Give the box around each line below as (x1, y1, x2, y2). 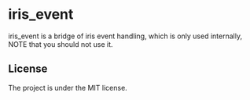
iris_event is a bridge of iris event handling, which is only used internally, (8, 31, 242, 41)
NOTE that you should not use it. (8, 39, 113, 48)
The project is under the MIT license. (8, 83, 127, 92)
